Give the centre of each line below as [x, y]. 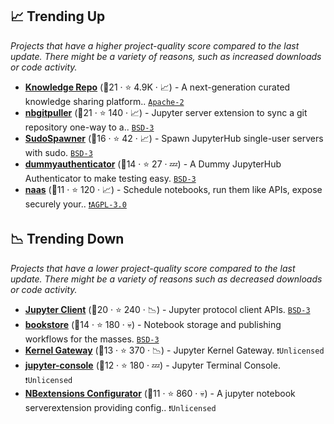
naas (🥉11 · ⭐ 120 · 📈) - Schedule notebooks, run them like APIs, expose [173, 189]
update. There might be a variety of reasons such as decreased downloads [166, 279]
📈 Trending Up [58, 16]
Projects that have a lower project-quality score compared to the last [153, 268]
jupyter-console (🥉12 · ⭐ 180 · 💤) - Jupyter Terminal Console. [152, 365]
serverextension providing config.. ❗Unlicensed [120, 407]
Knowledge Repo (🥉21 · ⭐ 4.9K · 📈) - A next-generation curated [157, 87]
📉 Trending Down [67, 239]
